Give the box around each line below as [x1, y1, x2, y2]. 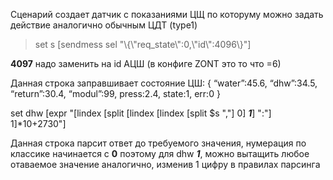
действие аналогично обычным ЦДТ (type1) [10, 19, 198, 31]
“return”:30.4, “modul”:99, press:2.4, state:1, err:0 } [10, 88, 221, 99]
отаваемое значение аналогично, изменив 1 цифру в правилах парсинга [10, 159, 321, 170]
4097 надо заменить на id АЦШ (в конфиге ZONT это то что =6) [10, 58, 282, 69]
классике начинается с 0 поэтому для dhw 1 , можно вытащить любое [10, 148, 310, 159]
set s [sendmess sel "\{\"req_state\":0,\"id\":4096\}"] [34, 39, 252, 50]
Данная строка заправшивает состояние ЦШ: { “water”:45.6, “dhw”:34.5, [10, 77, 318, 89]
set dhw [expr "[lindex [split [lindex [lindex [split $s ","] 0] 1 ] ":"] [10, 107, 272, 119]
